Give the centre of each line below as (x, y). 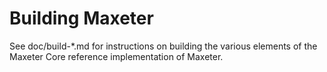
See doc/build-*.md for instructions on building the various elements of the (163, 46)
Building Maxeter (81, 18)
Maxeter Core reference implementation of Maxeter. (116, 56)
